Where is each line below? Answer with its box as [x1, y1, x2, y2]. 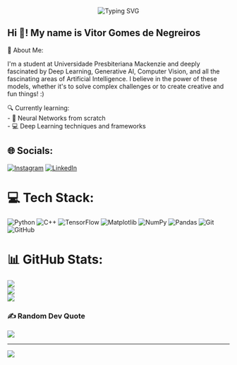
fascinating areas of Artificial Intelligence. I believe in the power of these [7, 74, 217, 83]
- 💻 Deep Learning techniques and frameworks [7, 121, 146, 130]
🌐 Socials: [7, 145, 54, 157]
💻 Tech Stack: [7, 189, 95, 205]
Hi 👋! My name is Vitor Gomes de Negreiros [7, 27, 201, 39]
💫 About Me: [7, 46, 44, 54]
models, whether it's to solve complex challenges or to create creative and [7, 82, 224, 90]
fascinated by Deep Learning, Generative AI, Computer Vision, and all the [7, 67, 220, 76]
